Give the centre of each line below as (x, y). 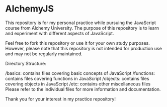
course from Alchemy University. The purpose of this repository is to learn (82, 28)
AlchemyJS (29, 9)
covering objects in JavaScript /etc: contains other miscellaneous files (78, 84)
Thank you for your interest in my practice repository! (60, 99)
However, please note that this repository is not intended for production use (83, 48)
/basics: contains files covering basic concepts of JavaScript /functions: (80, 73)
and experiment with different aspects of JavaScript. (60, 33)
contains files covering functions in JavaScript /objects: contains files (77, 78)
